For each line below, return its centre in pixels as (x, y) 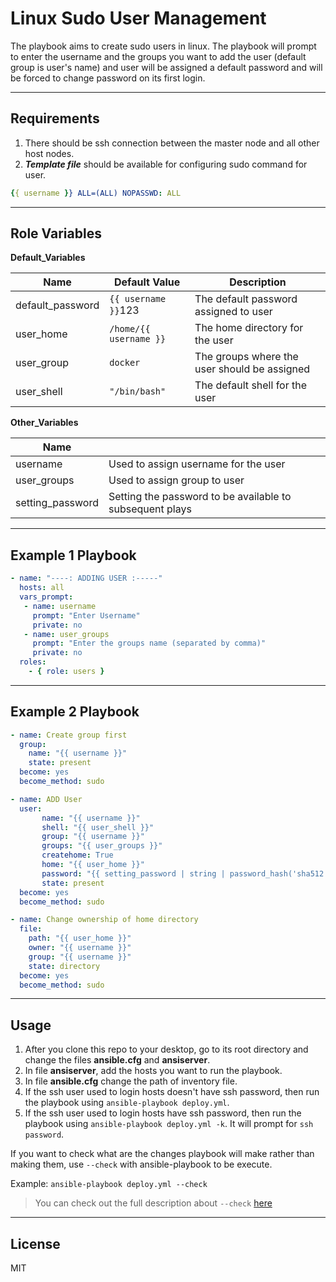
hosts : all (42, 588)
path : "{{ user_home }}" (80, 938)
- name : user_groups (66, 634)
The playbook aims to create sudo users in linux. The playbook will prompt (163, 46)
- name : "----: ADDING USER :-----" (86, 578)
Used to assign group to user (176, 480)
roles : (33, 662)
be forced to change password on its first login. (108, 78)
